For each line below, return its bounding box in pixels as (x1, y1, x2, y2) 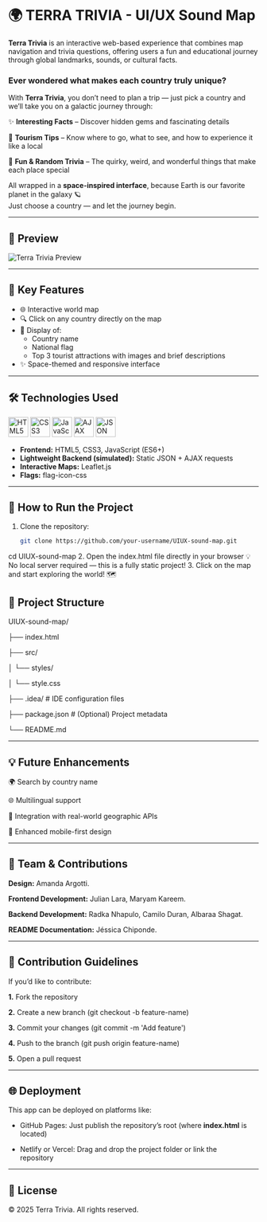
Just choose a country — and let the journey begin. (8, 201, 176, 211)
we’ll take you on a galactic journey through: (8, 101, 153, 112)
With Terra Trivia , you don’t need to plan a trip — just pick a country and (8, 93, 246, 103)
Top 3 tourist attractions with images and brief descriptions (31, 351, 226, 360)
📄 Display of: (19, 325, 62, 335)
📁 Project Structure (8, 595, 105, 609)
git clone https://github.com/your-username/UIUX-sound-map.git (19, 537, 238, 546)
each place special (8, 165, 70, 175)
